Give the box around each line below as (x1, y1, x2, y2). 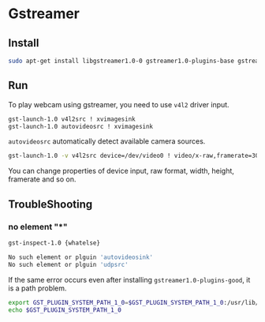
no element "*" (8, 221, 68, 232)
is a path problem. (8, 283, 67, 293)
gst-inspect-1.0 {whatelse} (8, 239, 101, 247)
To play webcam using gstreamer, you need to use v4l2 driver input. (8, 99, 230, 109)
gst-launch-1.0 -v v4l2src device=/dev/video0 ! (8, 152, 171, 160)
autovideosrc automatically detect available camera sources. (8, 137, 206, 146)
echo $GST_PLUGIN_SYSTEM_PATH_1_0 (8, 305, 122, 314)
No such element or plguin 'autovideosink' (8, 253, 154, 261)
